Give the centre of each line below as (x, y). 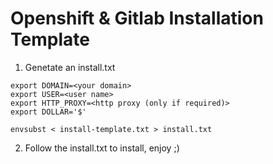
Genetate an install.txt (70, 67)
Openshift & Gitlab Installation (137, 18)
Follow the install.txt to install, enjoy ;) (102, 148)
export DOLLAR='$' (48, 112)
